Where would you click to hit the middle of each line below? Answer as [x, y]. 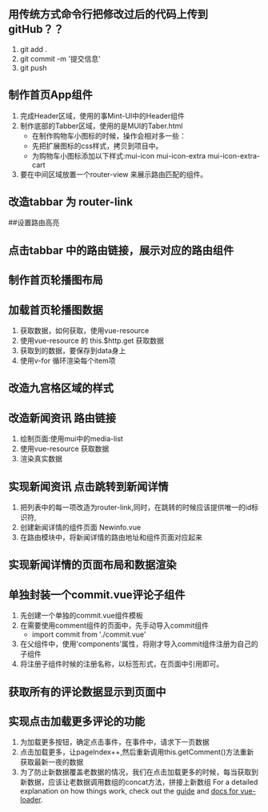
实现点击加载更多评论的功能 [77, 722]
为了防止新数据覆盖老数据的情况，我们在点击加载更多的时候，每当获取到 [139, 772]
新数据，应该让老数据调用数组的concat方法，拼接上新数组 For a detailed [139, 782]
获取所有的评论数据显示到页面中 [87, 691]
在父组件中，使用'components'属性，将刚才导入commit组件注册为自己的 [139, 644]
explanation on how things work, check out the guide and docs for [129, 791]
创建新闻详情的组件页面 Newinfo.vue [80, 528]
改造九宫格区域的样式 [61, 388]
